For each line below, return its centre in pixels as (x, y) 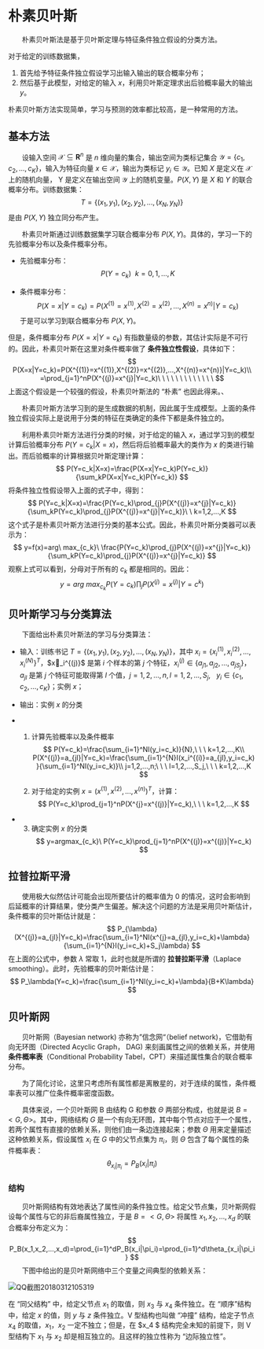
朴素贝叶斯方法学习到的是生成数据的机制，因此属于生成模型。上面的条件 (139, 408)
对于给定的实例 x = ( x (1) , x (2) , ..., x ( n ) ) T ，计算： (105, 790)
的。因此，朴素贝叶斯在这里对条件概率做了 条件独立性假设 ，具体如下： (123, 348)
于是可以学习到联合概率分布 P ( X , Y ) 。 (80, 321)
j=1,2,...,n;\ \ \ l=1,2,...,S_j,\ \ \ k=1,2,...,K (188, 766)
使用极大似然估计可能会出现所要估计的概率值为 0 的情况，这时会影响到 (136, 897)
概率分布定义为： (42, 1228)
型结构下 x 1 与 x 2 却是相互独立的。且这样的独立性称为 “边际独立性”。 (119, 1337)
